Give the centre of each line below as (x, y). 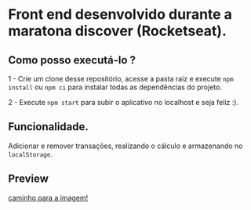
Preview (29, 179)
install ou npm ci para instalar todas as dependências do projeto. (115, 87)
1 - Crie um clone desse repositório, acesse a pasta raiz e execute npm (121, 79)
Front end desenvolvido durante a (120, 14)
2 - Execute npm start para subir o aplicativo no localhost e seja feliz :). (124, 102)
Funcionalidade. (48, 127)
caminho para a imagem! (48, 197)
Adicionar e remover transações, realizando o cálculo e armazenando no (125, 146)
